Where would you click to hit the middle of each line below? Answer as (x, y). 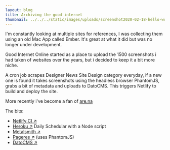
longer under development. (34, 45)
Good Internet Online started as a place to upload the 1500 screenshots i (81, 54)
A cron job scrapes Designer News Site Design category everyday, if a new (83, 75)
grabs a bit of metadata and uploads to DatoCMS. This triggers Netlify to (81, 86)
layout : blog (19, 10)
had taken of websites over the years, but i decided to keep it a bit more (80, 60)
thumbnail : (17, 19)
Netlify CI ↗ (25, 121)
